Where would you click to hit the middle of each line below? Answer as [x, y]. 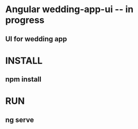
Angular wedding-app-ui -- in [70, 9]
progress [25, 20]
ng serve [20, 120]
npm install [24, 79]
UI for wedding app [36, 39]
